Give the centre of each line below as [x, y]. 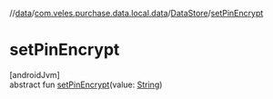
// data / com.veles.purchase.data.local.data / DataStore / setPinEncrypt [136, 13]
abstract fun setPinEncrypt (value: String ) [86, 84]
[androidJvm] [35, 74]
